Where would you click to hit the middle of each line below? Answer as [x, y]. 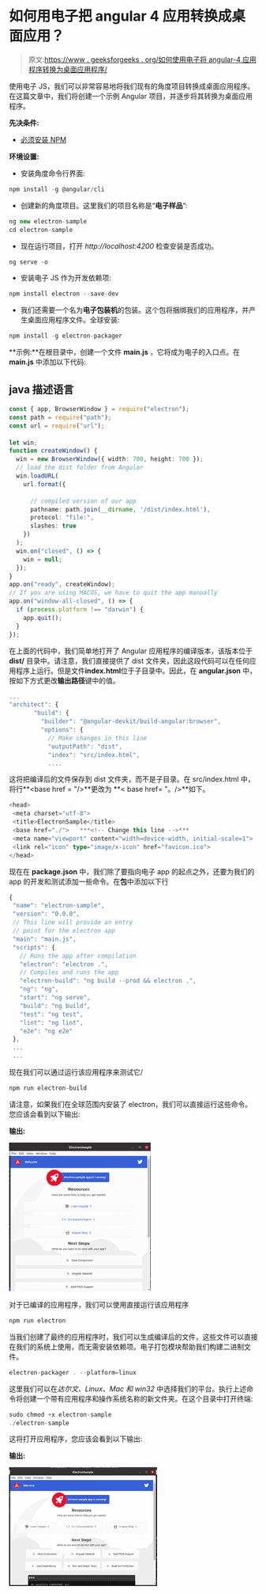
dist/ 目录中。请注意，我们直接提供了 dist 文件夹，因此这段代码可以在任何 [129, 660]
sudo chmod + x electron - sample [60, 1414]
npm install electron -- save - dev [64, 294]
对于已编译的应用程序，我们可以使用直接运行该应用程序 [99, 1304]
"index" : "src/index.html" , [94, 755]
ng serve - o [28, 262]
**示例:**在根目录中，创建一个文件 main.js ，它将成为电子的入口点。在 [124, 352]
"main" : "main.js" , [45, 939]
